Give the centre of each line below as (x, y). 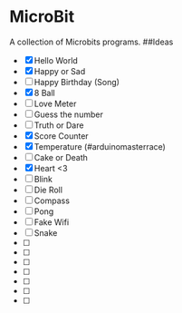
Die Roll (48, 190)
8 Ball (45, 93)
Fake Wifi (52, 222)
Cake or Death (61, 157)
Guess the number (69, 114)
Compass (52, 201)
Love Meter (55, 103)
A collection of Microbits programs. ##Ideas (91, 42)
